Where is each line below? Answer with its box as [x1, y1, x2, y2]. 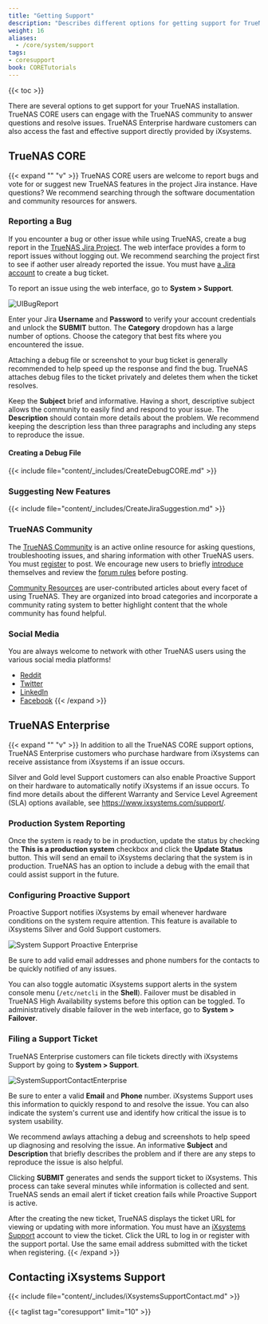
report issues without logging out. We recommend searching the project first [8, 250, 260, 260]
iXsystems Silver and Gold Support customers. [8, 924, 162, 934]
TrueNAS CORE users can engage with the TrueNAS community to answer [8, 109, 253, 119]
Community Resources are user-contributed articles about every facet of [8, 583, 248, 593]
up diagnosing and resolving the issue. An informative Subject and [8, 1140, 227, 1149]
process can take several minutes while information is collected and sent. [8, 1181, 250, 1191]
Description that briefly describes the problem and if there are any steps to [8, 1149, 256, 1158]
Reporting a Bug [8, 216, 73, 227]
